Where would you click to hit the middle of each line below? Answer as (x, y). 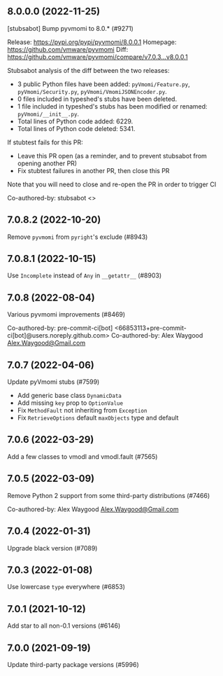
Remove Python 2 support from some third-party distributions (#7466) (109, 495)
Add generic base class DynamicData (70, 396)
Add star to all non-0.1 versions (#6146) (64, 626)
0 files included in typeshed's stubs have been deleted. (97, 99)
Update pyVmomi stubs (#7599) (53, 382)
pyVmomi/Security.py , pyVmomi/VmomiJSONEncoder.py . (92, 91)
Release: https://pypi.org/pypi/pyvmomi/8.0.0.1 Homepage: (92, 42)
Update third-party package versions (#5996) (73, 664)
